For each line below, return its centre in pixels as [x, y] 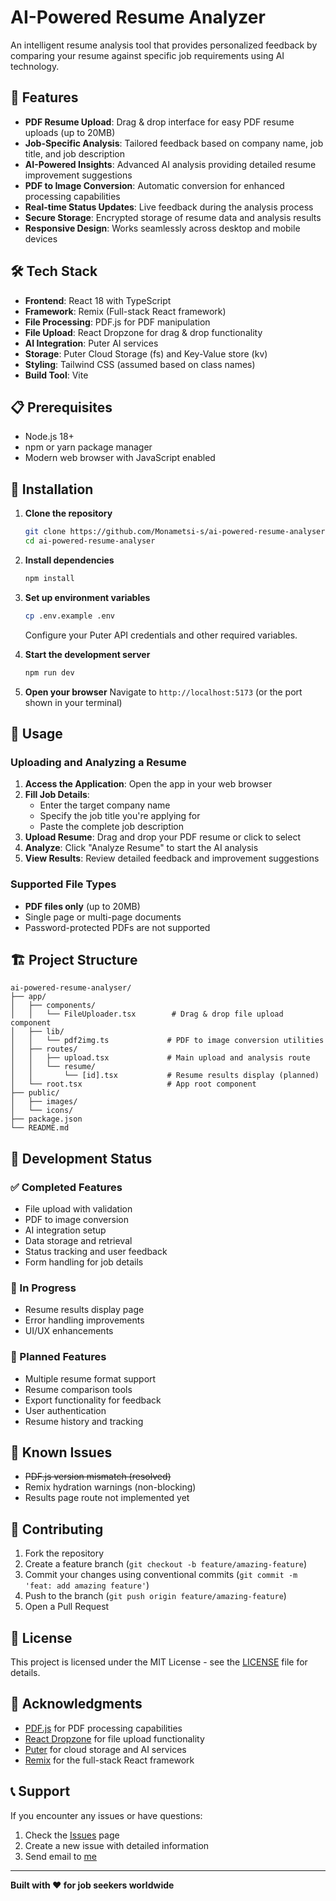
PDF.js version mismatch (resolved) [98, 1477]
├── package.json [46, 1119]
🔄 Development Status [81, 1158]
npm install [49, 578]
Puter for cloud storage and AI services [105, 1749]
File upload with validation [78, 1209]
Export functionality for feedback [93, 1400]
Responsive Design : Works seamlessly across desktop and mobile [162, 228]
